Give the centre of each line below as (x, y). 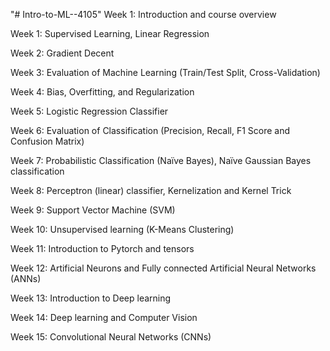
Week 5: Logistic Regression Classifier (89, 111)
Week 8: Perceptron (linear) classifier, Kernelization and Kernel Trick (151, 190)
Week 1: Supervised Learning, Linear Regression (110, 33)
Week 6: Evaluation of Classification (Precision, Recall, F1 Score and (150, 130)
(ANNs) (26, 278)
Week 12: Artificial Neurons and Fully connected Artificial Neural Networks (163, 268)
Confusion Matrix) (47, 141)
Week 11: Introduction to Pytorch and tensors (102, 248)
